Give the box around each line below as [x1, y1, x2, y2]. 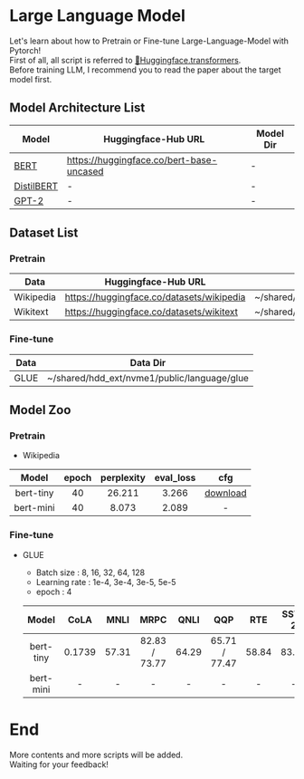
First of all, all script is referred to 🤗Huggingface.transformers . [9, 54, 242, 65]
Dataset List [9, 226, 79, 241]
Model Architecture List [9, 101, 146, 116]
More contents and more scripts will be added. [9, 749, 184, 760]
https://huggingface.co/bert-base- [66, 153, 218, 166]
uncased [66, 165, 104, 178]
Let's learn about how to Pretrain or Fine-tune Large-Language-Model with [9, 35, 290, 46]
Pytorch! [9, 44, 42, 55]
